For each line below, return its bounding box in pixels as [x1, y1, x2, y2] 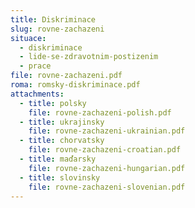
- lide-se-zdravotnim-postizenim [19, 52, 159, 62]
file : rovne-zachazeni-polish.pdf [28, 107, 172, 118]
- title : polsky [19, 98, 87, 108]
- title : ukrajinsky [19, 117, 105, 127]
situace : [10, 33, 47, 43]
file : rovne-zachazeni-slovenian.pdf [28, 182, 186, 192]
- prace [19, 61, 52, 71]
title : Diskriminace [10, 14, 97, 25]
